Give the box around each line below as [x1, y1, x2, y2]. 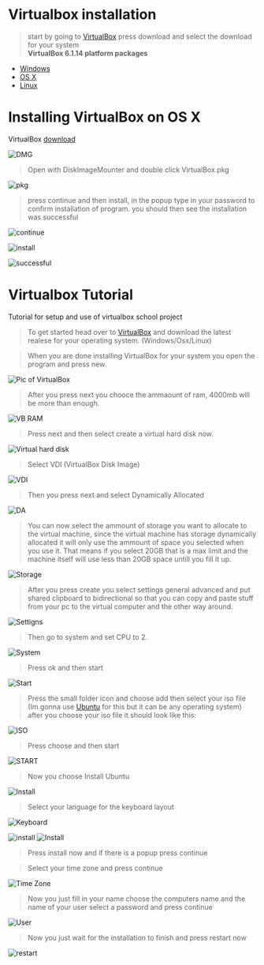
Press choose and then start [27, 741, 120, 750]
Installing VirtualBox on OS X [8, 108, 201, 126]
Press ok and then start [27, 663, 104, 672]
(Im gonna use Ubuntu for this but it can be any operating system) [27, 701, 242, 712]
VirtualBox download [8, 134, 76, 144]
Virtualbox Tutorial [8, 286, 134, 304]
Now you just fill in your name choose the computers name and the [27, 894, 246, 903]
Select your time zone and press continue [27, 863, 163, 873]
